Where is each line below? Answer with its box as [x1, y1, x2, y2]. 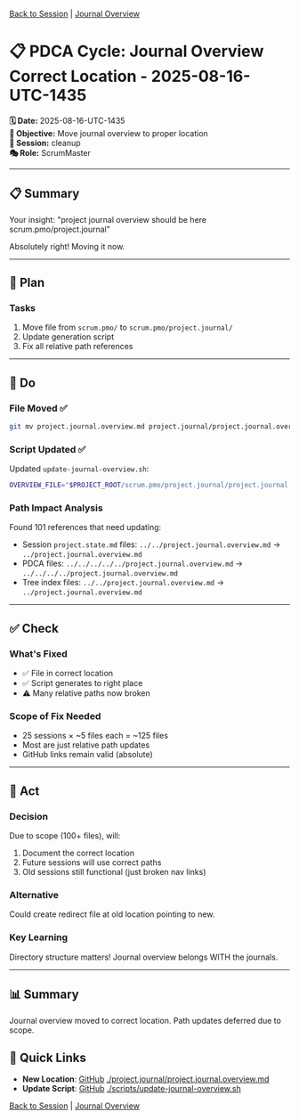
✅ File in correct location [21, 668, 114, 679]
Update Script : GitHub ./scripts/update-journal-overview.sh [21, 1083, 242, 1094]
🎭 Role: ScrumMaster [9, 147, 92, 158]
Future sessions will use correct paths [21, 857, 162, 868]
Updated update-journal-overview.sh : [9, 463, 149, 474]
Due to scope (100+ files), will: [9, 830, 121, 841]
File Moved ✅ [9, 402, 69, 414]
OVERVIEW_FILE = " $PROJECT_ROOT [9, 481, 122, 490]
